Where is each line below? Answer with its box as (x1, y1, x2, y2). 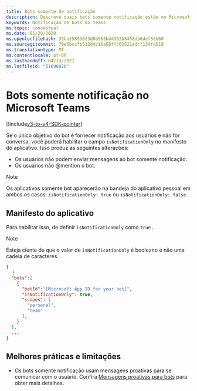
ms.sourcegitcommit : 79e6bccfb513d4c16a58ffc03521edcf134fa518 (6, 42, 164, 48)
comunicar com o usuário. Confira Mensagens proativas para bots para (14, 373, 188, 380)
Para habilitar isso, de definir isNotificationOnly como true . (6, 224, 154, 231)
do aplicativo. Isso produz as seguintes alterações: (6, 145, 129, 152)
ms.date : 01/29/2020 (6, 31, 57, 36)
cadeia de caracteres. (6, 253, 59, 260)
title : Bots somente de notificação (6, 8, 96, 15)
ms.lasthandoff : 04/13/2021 (6, 58, 75, 64)
